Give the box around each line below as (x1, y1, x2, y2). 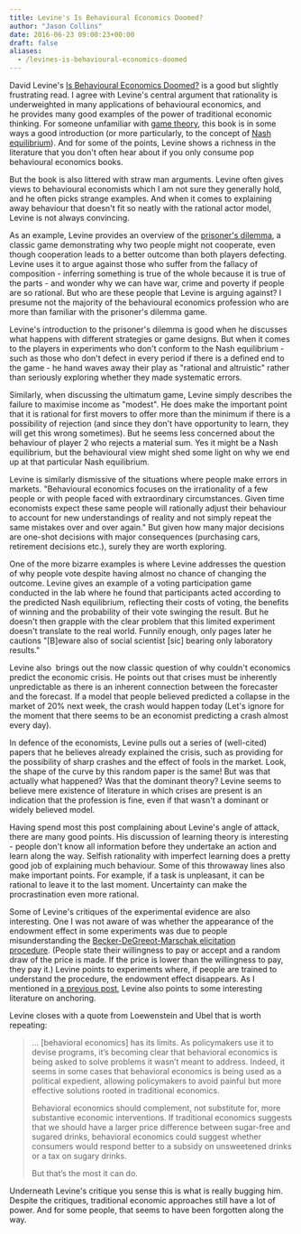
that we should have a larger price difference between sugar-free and (31, 1122, 291, 1132)
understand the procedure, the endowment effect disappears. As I (9, 973, 255, 984)
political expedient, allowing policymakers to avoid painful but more (31, 1075, 282, 1086)
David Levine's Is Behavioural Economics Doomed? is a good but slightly (9, 80, 279, 90)
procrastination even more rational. (9, 889, 140, 899)
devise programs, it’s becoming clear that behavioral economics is (31, 1047, 278, 1057)
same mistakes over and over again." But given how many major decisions (9, 522, 285, 532)
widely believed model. (9, 805, 96, 815)
